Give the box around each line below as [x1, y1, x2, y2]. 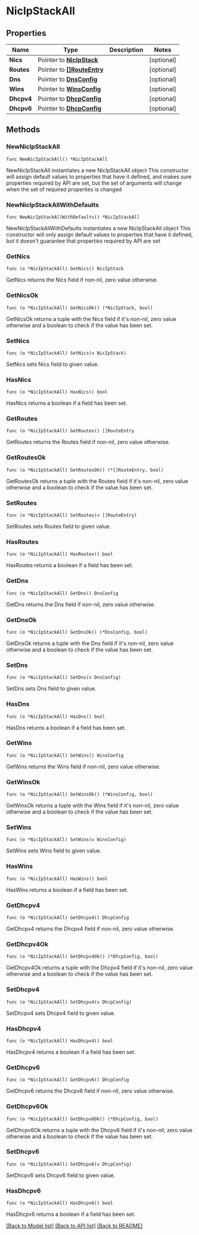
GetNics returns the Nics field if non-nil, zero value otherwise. [6, 276, 158, 283]
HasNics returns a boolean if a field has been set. [6, 399, 128, 407]
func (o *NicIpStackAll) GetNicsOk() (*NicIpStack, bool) [6, 305, 153, 311]
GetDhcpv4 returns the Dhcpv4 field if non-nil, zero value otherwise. [6, 925, 175, 933]
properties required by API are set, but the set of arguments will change [6, 179, 182, 187]
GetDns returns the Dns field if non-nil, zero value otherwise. [6, 601, 156, 608]
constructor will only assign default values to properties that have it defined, [6, 231, 193, 238]
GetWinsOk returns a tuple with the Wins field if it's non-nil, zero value [6, 802, 179, 809]
